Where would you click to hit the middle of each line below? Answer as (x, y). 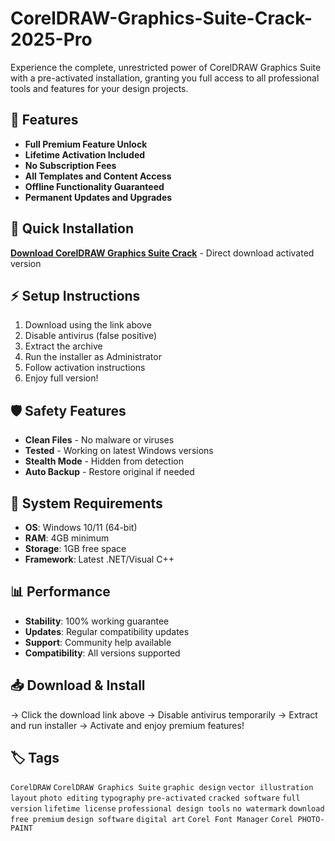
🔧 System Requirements (86, 503)
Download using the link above (88, 325)
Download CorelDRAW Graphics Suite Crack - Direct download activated (162, 253)
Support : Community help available (98, 642)
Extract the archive (63, 346)
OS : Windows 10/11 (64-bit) (81, 527)
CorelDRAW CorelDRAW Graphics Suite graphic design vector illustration (162, 788)
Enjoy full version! (61, 378)
